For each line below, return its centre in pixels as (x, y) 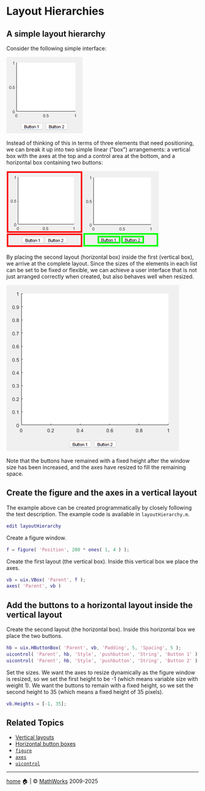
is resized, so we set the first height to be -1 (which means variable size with (102, 679)
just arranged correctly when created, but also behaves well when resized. (100, 276)
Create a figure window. (36, 538)
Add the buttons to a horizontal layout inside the (100, 605)
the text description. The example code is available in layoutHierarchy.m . (98, 514)
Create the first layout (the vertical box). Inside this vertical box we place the (102, 561)
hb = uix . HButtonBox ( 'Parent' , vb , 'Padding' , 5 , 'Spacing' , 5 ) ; (94, 648)
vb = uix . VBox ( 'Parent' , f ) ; (46, 580)
